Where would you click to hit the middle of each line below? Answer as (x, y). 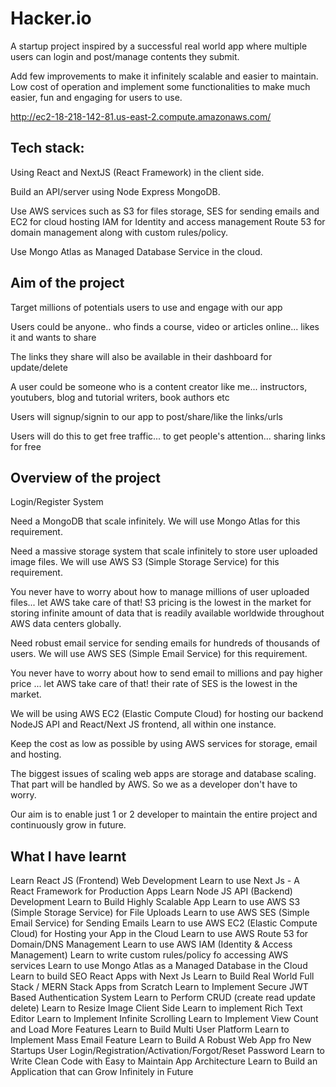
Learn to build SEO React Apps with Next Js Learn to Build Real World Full (162, 976)
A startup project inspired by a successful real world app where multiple (159, 46)
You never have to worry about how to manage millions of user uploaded (160, 592)
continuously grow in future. (68, 825)
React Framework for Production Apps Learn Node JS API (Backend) (151, 891)
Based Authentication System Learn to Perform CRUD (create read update (163, 998)
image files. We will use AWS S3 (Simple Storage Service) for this (145, 562)
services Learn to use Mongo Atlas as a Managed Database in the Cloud (159, 966)
